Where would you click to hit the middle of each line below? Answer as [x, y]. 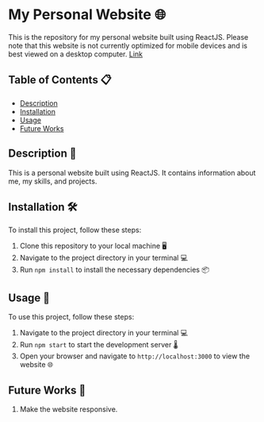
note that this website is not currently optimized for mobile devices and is [128, 45]
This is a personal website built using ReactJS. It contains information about [132, 172]
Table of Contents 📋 [60, 80]
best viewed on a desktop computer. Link [75, 54]
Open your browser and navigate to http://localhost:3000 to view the [135, 356]
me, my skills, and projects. [53, 181]
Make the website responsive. [69, 409]
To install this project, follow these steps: [75, 230]
